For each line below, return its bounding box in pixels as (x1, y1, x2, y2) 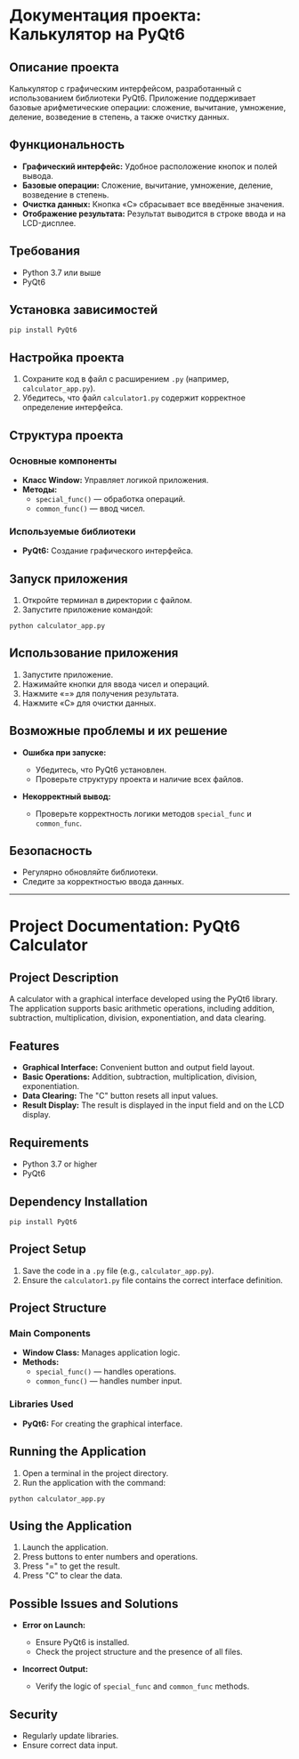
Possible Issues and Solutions (9, 1596, 179, 1611)
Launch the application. (21, 1542, 109, 1553)
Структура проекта (9, 428, 124, 443)
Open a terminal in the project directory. (21, 1467, 169, 1478)
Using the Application (9, 1518, 133, 1533)
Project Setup (9, 1242, 87, 1257)
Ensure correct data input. (21, 1739, 118, 1750)
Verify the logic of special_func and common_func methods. (35, 1681, 250, 1691)
